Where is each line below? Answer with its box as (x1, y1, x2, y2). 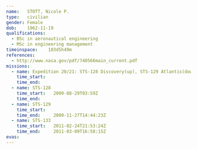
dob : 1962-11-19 (6, 25, 54, 31)
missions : (6, 63, 30, 69)
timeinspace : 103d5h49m (6, 47, 72, 53)
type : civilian (6, 14, 49, 20)
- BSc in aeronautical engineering (11, 36, 98, 42)
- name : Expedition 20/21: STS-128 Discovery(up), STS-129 (11, 69, 159, 74)
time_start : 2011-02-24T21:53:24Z (16, 123, 107, 129)
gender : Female (6, 19, 43, 25)
